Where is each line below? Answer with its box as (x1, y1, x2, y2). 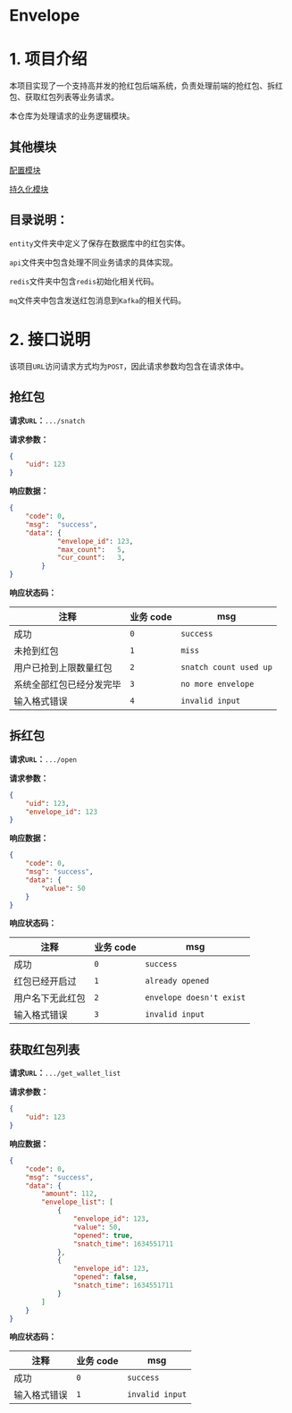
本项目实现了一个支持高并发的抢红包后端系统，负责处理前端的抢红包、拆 (9, 80, 275, 91)
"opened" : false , (72, 1273, 138, 1282)
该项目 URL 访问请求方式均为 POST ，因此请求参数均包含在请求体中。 (9, 360, 249, 371)
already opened (145, 976, 210, 986)
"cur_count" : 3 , (56, 554, 126, 563)
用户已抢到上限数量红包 (13, 662, 113, 673)
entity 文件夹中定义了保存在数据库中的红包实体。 (9, 238, 190, 249)
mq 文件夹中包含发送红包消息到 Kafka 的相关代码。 (9, 294, 187, 305)
